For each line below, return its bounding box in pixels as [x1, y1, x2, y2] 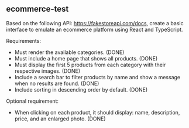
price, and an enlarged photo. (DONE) [14, 115, 106, 122]
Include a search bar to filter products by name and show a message [14, 73, 180, 80]
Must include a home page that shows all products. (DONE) [14, 55, 158, 62]
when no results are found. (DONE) [14, 80, 99, 87]
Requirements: [6, 37, 41, 44]
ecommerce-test [6, 4, 69, 14]
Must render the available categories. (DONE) [14, 49, 125, 56]
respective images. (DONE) [14, 67, 81, 75]
